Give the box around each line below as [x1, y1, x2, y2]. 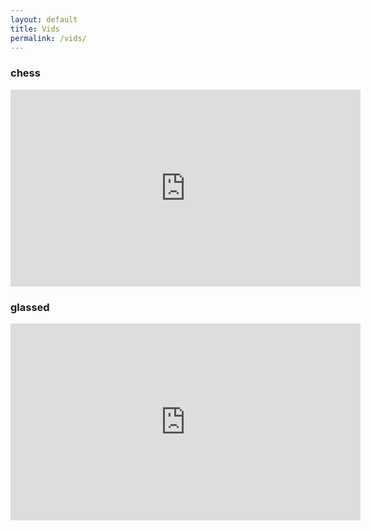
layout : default [10, 14, 78, 25]
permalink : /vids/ [10, 33, 87, 43]
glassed [10, 300, 50, 314]
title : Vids [10, 24, 60, 34]
